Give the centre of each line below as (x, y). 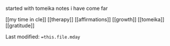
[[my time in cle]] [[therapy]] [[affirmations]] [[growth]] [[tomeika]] (85, 19)
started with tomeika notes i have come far (57, 8)
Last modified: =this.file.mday (43, 37)
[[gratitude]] (20, 26)
